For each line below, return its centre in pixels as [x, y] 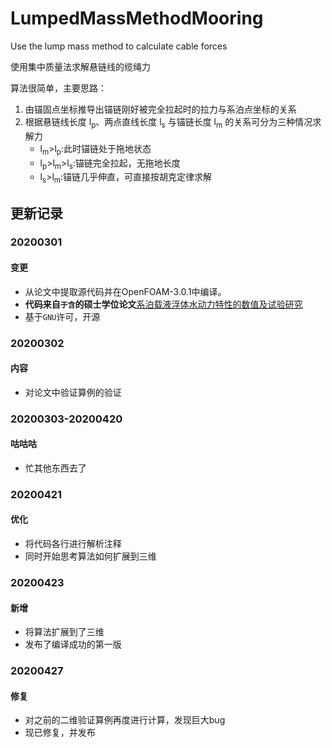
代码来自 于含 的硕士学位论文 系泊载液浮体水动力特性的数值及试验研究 [163, 304]
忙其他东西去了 [55, 468]
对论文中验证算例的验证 [73, 392]
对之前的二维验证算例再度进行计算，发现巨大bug [125, 720]
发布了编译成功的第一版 [73, 644]
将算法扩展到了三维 [64, 632]
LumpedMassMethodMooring [137, 18]
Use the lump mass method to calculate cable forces [119, 46]
